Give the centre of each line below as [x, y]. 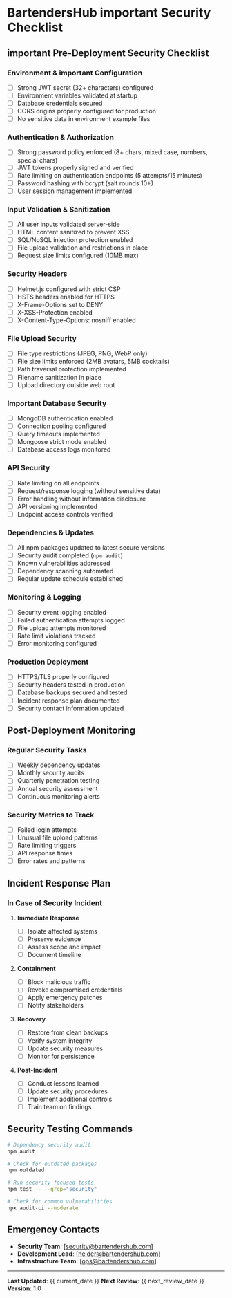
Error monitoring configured [57, 643]
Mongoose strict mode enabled [62, 442]
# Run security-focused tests [51, 1183]
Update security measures [65, 1048]
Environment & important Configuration [75, 73]
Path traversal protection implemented [71, 369]
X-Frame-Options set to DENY [60, 304]
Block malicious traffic [59, 982]
